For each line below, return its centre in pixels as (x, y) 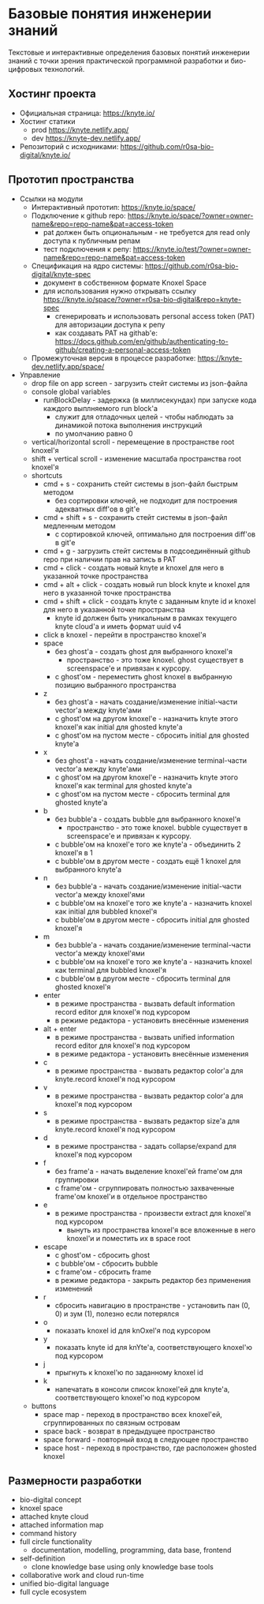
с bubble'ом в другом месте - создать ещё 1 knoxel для (148, 861)
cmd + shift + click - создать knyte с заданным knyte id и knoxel (149, 601)
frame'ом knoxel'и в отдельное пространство (131, 1196)
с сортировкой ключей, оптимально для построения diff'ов (155, 534)
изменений (74, 1288)
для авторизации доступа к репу (110, 324)
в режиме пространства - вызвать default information (145, 1004)
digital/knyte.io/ (45, 155)
